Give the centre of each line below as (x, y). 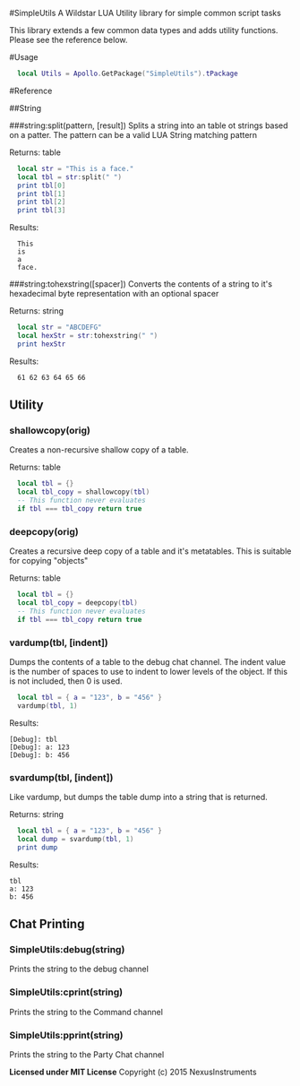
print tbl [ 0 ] (42, 185)
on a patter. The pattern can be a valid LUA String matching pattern (133, 134)
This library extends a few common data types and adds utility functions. (144, 30)
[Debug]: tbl (34, 739)
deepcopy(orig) (44, 531)
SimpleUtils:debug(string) (67, 950)
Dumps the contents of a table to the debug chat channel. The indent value (148, 662)
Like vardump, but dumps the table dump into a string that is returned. (139, 797)
